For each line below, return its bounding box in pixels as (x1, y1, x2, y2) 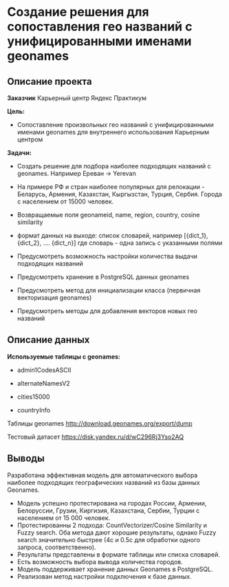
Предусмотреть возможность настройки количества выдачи (17, 252, 198, 260)
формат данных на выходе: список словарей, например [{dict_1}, (17, 232, 208, 239)
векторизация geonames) (17, 294, 92, 301)
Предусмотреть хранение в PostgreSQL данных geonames (17, 273, 190, 281)
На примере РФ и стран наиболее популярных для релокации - (17, 183, 205, 190)
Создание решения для (7, 4, 149, 20)
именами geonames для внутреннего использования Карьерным (17, 128, 210, 136)
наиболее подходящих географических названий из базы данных (7, 478, 201, 486)
